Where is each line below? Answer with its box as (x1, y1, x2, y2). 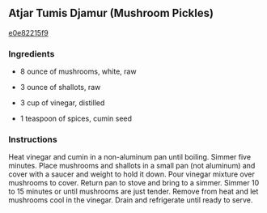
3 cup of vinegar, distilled (19, 98, 105, 108)
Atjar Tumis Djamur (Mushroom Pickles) (8, 6, 214, 20)
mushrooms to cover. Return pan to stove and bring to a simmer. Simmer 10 (8, 178, 260, 188)
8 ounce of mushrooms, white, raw (19, 66, 137, 76)
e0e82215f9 (8, 28, 49, 37)
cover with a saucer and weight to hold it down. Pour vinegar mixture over (8, 169, 255, 179)
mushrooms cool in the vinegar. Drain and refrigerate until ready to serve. (8, 195, 253, 205)
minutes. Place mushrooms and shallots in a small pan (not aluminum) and (8, 161, 256, 171)
